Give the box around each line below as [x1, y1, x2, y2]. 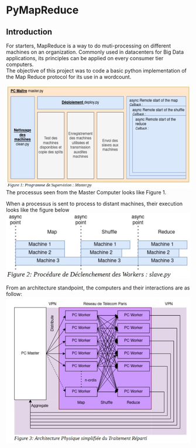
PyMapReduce [6, 4, 79, 17]
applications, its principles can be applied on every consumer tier [6, 55, 164, 61]
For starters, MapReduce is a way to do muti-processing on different [6, 42, 171, 49]
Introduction [6, 27, 53, 37]
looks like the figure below [6, 206, 70, 213]
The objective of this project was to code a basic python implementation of [6, 67, 187, 74]
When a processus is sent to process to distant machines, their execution [6, 200, 183, 208]
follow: [6, 290, 22, 297]
